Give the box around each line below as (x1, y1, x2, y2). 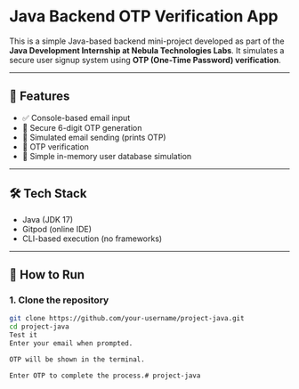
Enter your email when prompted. (9, 338, 133, 348)
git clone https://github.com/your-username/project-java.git (9, 314, 245, 323)
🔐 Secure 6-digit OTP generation (21, 122, 142, 133)
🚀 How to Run (9, 267, 85, 282)
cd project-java (9, 322, 69, 331)
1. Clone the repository (9, 294, 109, 306)
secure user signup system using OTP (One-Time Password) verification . (9, 54, 282, 65)
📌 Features (9, 89, 70, 104)
